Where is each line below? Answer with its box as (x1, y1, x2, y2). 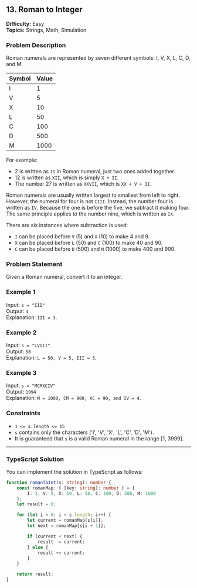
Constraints (6, 409, 41, 418)
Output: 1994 (6, 388, 36, 395)
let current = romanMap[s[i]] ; (27, 518, 104, 524)
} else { (27, 544, 49, 550)
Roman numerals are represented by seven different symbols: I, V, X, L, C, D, (6, 54, 191, 61)
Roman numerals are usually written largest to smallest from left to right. (6, 192, 181, 199)
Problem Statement (6, 260, 63, 268)
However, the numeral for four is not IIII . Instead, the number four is (6, 198, 174, 205)
